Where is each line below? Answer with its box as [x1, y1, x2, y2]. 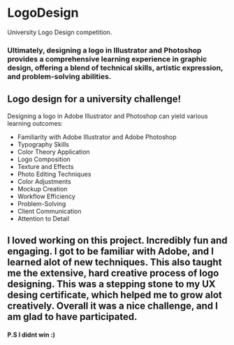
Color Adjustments [17, 177, 71, 186]
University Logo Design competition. [7, 28, 112, 36]
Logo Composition [17, 155, 71, 163]
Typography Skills [17, 140, 70, 148]
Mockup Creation [17, 184, 68, 193]
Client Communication [17, 207, 82, 215]
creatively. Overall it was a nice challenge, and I [7, 300, 219, 312]
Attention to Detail [17, 214, 70, 223]
